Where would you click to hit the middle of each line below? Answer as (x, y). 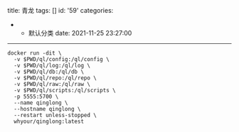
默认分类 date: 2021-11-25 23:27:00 (80, 33)
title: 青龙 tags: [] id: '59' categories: (60, 10)
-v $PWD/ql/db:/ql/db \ (49, 72)
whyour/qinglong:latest (49, 121)
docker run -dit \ (34, 53)
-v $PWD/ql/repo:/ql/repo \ (55, 78)
